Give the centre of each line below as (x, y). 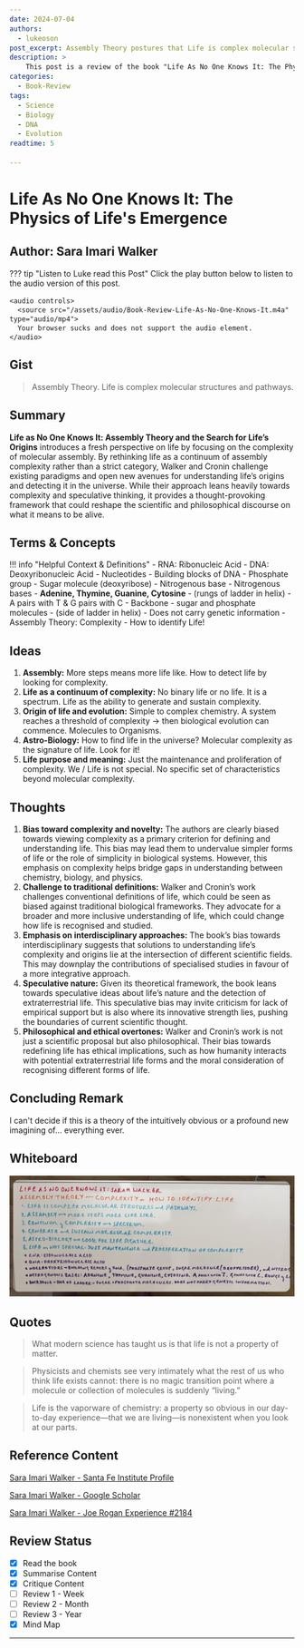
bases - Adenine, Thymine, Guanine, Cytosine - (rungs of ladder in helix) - (150, 593)
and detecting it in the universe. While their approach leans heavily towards (150, 485)
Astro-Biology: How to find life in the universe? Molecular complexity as (157, 740)
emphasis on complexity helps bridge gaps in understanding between (152, 867)
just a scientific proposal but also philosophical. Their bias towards (147, 1041)
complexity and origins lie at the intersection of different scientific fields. (157, 954)
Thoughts (38, 807)
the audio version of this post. (65, 283)
